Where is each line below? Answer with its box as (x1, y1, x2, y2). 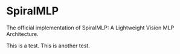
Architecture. (6, 30, 39, 37)
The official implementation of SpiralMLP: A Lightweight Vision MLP (6, 24, 175, 31)
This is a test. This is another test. (6, 42, 91, 49)
